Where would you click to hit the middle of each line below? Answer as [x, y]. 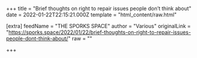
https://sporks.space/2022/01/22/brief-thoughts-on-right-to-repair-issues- [100, 32]
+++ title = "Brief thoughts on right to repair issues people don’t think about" [99, 8]
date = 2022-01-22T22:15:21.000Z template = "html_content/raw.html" [91, 15]
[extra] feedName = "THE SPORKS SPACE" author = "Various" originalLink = [98, 26]
